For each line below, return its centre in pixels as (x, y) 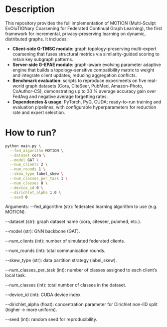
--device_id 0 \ (26, 188)
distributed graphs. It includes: (37, 39)
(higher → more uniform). (31, 310)
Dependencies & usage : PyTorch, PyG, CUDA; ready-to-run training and (87, 101)
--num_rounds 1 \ (28, 169)
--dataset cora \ (28, 155)
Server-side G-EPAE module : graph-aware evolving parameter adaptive (86, 64)
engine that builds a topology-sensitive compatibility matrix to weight (83, 70)
